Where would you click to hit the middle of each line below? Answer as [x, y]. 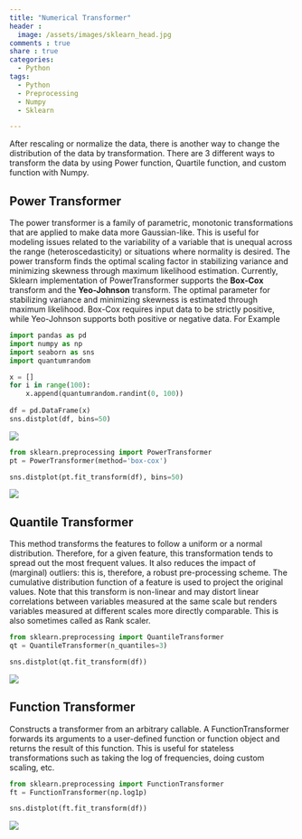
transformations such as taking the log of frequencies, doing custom [137, 758]
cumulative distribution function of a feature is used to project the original [146, 582]
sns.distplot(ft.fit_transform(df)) [78, 809]
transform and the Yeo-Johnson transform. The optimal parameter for [140, 290]
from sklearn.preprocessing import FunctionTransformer [117, 784]
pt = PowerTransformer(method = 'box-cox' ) [89, 461]
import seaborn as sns [52, 352]
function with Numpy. [49, 173]
